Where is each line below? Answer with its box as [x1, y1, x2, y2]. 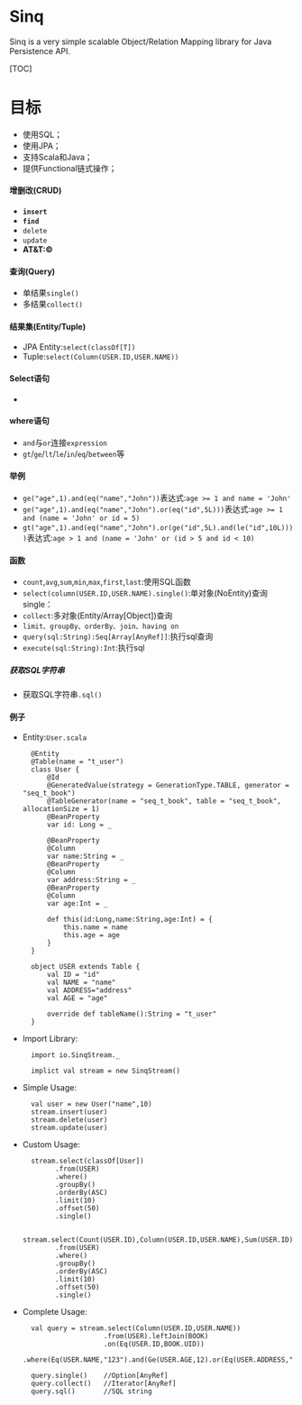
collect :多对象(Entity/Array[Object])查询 [22, 610, 173, 621]
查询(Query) [9, 266, 56, 277]
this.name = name [62, 923, 128, 932]
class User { [31, 765, 80, 774]
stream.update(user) [31, 1124, 108, 1133]
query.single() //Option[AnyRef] [31, 1372, 169, 1381]
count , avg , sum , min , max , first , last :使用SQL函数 [22, 577, 191, 588]
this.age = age [62, 931, 120, 940]
